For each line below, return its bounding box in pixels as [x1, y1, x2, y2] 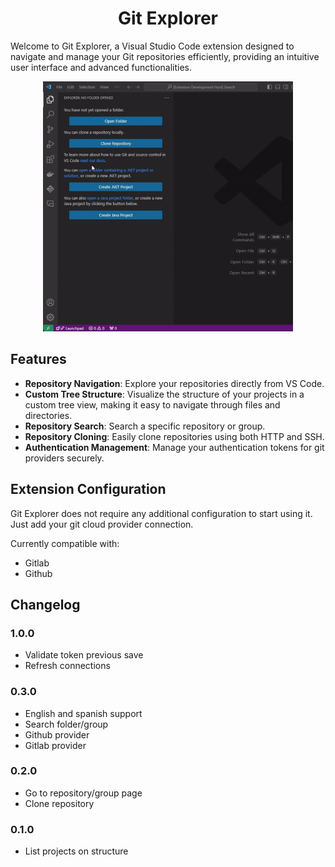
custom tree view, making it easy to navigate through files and [24, 398, 281, 411]
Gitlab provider [24, 739, 87, 751]
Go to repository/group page [24, 787, 143, 799]
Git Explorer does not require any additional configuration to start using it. [10, 507, 313, 519]
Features [10, 351, 67, 368]
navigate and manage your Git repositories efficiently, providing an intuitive [10, 50, 320, 62]
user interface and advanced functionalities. [10, 61, 193, 73]
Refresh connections [24, 660, 111, 672]
